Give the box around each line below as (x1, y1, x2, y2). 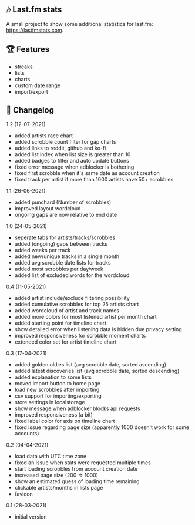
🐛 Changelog (6, 105, 55, 115)
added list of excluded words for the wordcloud (14, 272, 130, 279)
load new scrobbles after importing (14, 386, 100, 394)
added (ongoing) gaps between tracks (14, 240, 107, 247)
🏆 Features (6, 44, 50, 55)
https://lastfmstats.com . (6, 27, 64, 34)
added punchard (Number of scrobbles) (14, 199, 112, 206)
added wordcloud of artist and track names (14, 307, 119, 314)
